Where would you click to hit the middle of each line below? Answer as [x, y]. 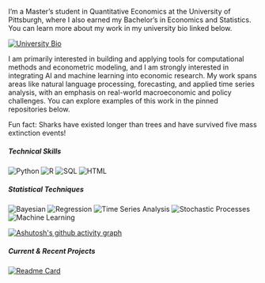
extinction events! [37, 133]
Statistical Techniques [46, 189]
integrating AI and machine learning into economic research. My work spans [132, 75]
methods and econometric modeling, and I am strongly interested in [119, 67]
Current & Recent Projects [52, 251]
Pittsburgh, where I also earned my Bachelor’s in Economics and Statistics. [130, 20]
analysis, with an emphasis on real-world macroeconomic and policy [120, 92]
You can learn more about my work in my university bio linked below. [120, 28]
